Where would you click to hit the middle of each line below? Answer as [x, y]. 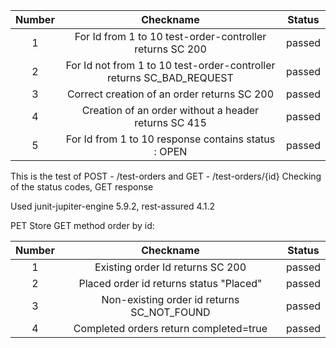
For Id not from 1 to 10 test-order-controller [170, 65]
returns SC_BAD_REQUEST [170, 77]
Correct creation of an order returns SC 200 [170, 94]
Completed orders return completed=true [170, 328]
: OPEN [170, 151]
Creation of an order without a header [170, 110]
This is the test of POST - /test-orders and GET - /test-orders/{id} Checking [166, 176]
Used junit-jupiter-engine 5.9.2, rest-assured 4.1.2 [113, 206]
